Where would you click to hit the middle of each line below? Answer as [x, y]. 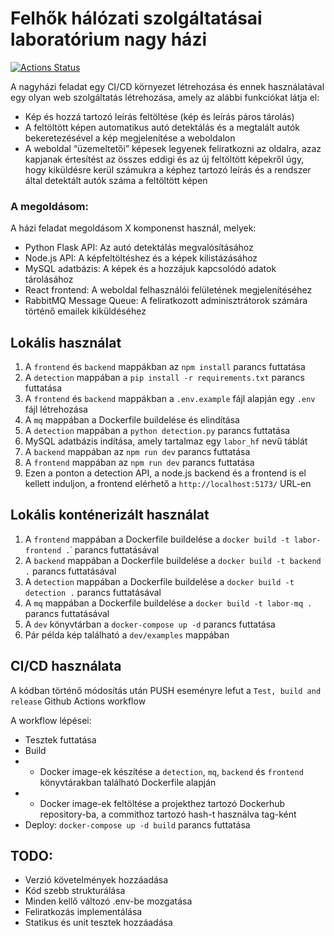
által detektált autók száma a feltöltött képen [116, 180]
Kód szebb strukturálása [75, 891]
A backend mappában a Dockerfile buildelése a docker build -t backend [173, 560]
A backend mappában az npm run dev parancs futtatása [137, 452]
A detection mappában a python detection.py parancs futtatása [157, 431]
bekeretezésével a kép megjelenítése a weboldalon [130, 138]
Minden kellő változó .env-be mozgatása [108, 901]
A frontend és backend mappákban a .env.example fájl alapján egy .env [170, 399]
